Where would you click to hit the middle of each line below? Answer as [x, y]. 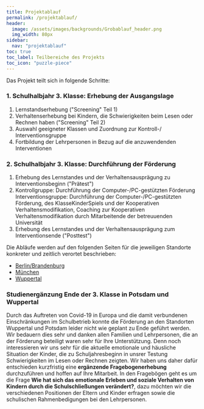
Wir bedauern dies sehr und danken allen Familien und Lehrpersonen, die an [102, 335]
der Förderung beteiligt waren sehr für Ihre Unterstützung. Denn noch [94, 341]
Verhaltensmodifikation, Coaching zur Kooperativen [80, 210]
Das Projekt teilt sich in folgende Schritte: [58, 80]
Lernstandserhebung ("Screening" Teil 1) [66, 109]
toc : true [19, 52]
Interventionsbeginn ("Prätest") [55, 184]
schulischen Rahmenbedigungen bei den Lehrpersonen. [77, 399]
